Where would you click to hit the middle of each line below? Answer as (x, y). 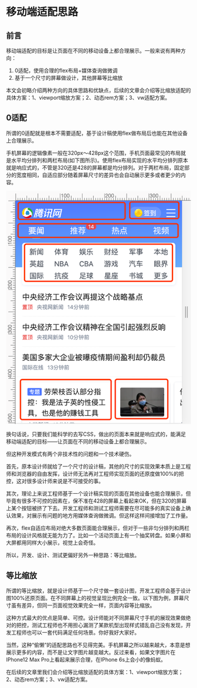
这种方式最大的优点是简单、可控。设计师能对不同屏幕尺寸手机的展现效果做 (96, 618)
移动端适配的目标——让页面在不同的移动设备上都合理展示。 (78, 442)
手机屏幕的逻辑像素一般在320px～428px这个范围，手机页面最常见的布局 (94, 152)
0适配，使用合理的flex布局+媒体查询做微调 (66, 70)
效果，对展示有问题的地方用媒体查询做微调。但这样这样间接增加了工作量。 (101, 516)
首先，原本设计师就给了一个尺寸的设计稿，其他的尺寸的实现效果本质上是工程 (98, 466)
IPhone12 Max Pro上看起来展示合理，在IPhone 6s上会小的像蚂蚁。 (86, 659)
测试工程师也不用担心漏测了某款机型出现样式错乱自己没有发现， (108, 625)
